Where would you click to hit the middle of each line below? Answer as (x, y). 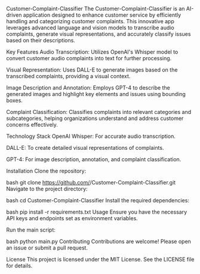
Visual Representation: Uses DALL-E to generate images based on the (92, 70)
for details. (19, 266)
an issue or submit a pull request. (47, 248)
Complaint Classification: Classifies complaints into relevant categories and (99, 112)
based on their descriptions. (41, 40)
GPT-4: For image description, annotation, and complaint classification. (94, 159)
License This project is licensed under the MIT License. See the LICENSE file (100, 259)
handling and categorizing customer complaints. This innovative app (90, 21)
